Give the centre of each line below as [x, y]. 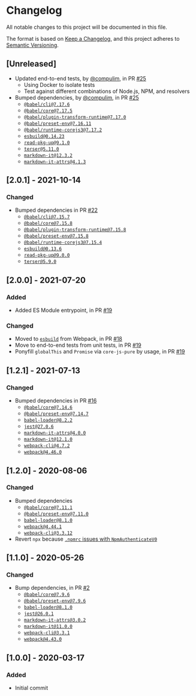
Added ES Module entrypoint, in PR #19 [64, 310]
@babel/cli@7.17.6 [47, 104]
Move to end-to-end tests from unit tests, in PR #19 [78, 345]
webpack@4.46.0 [43, 452]
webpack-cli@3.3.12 [48, 533]
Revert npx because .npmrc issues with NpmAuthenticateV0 [86, 539]
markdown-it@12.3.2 [48, 155]
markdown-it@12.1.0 [48, 439]
